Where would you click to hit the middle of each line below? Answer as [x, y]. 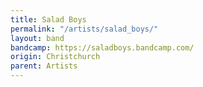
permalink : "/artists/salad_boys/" [84, 29]
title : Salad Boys [48, 19]
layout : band [37, 38]
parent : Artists [44, 66]
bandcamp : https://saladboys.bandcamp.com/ [102, 47]
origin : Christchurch [55, 57]
